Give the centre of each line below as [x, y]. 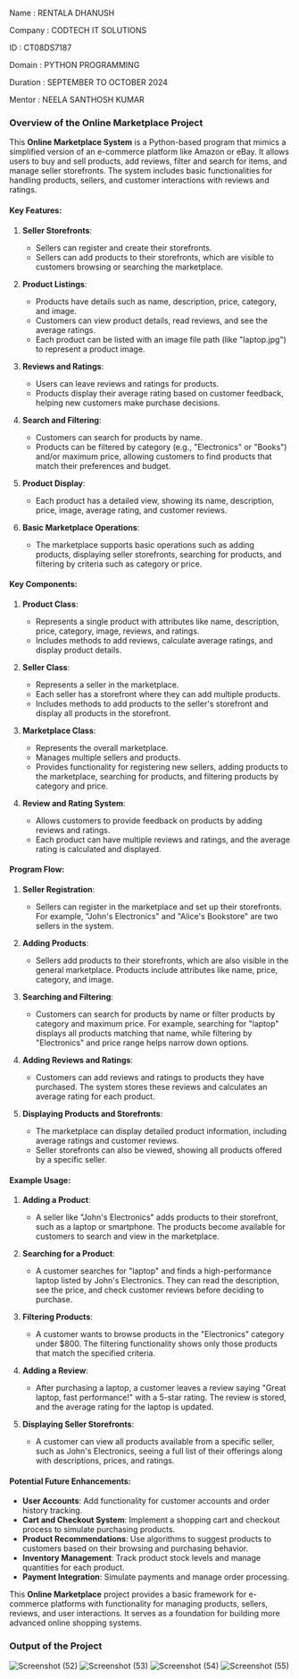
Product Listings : [54, 284]
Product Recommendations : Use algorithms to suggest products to [147, 1539]
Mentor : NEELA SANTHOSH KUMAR [77, 99]
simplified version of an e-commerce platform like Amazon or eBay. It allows [149, 152]
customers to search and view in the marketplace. [128, 1236]
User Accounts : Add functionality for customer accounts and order [146, 1501]
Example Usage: [40, 1180]
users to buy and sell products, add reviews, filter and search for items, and [148, 161]
